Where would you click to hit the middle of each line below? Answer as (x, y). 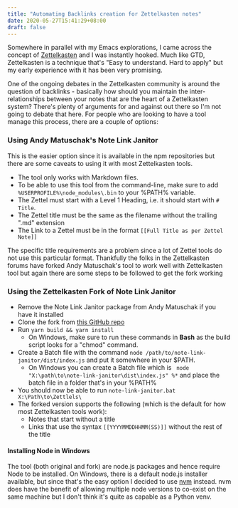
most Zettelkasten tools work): (62, 411)
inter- (198, 92)
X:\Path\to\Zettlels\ (49, 397)
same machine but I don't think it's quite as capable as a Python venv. (109, 497)
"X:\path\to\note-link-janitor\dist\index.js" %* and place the (124, 375)
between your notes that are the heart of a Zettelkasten (127, 99)
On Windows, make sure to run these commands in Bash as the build (129, 337)
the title (39, 434)
